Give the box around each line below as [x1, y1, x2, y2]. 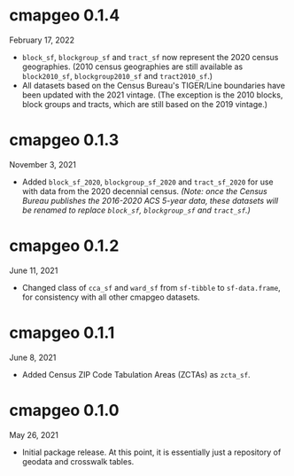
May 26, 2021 [9, 429, 59, 440]
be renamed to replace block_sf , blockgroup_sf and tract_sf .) [21, 205, 251, 215]
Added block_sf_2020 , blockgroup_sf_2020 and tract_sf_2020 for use [21, 176, 275, 187]
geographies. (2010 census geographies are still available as [21, 61, 244, 72]
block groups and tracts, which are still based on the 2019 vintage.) [21, 98, 268, 109]
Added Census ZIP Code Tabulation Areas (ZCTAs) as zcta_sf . [21, 369, 251, 379]
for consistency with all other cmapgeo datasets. [21, 292, 201, 302]
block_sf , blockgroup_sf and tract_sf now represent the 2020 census [21, 51, 279, 62]
